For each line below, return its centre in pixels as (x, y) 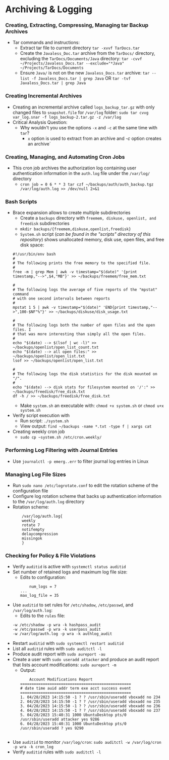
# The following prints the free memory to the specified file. (81, 263)
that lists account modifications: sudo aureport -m (65, 665)
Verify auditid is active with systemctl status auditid (69, 567)
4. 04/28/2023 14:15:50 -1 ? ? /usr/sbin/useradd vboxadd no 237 (90, 711)
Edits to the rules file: (43, 616)
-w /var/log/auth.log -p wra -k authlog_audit (62, 634)
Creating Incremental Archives (44, 96)
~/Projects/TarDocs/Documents (52, 68)
